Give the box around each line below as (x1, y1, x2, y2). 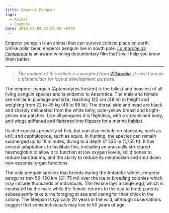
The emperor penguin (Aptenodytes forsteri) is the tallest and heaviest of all (5, 86, 162, 92)
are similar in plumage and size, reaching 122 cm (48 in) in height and (5, 96, 149, 102)
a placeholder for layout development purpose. (17, 76, 116, 82)
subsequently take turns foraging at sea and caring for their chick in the (5, 191, 154, 197)
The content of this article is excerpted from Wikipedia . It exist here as (17, 71, 164, 77)
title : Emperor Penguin (5, 7, 55, 13)
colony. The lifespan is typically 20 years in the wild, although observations (5, 196, 161, 202)
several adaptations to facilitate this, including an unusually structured (5, 144, 150, 150)
